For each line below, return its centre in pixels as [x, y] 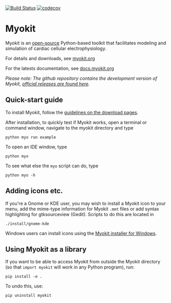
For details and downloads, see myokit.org [50, 58]
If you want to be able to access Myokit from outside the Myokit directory [83, 262]
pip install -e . [24, 277]
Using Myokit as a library [46, 249]
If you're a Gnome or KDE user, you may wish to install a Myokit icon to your [85, 203]
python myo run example [31, 137]
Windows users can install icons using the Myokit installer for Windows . [81, 233]
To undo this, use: [24, 286]
